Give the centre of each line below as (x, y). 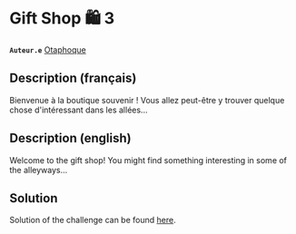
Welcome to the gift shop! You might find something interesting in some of (148, 160)
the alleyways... (39, 170)
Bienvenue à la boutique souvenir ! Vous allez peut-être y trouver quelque (147, 100)
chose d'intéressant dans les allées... (79, 110)
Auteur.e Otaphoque (48, 49)
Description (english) (70, 138)
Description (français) (73, 78)
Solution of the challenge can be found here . (93, 220)
